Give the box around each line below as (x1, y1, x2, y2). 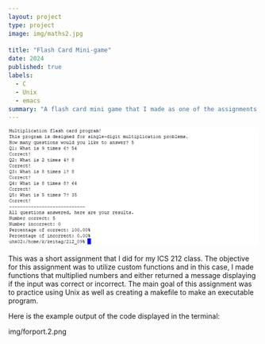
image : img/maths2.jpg (8, 29, 83, 37)
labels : (8, 72, 34, 79)
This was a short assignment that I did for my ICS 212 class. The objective (8, 253, 250, 263)
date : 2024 (8, 55, 44, 63)
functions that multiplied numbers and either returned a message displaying (8, 270, 256, 280)
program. (8, 296, 39, 305)
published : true (8, 64, 62, 72)
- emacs (15, 96, 41, 105)
